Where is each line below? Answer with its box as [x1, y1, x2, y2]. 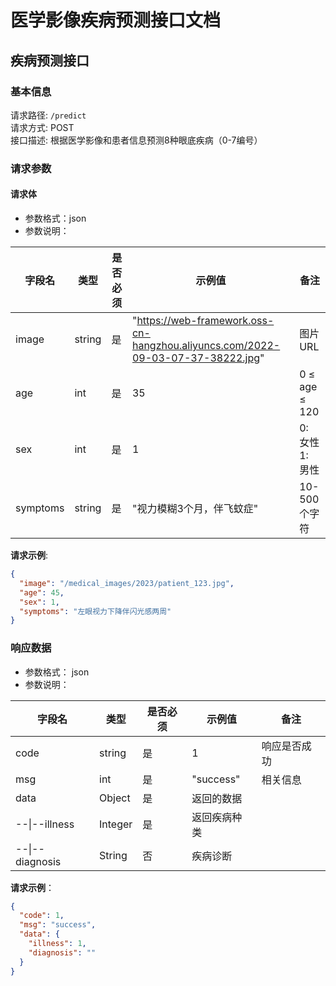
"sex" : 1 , [19, 597, 60, 607]
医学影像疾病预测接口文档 [10, 9, 222, 32]
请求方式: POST [10, 121, 75, 133]
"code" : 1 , [19, 911, 65, 921]
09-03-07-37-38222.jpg [131, 351, 261, 365]
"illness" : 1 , [28, 939, 87, 949]
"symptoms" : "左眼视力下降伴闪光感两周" [19, 606, 172, 616]
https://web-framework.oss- [136, 314, 275, 327]
